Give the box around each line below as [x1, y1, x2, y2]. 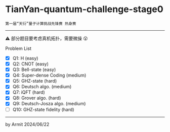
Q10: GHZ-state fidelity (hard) [12, 106, 74, 112]
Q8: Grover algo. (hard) [12, 95, 61, 101]
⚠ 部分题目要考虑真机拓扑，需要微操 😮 [5, 35, 88, 41]
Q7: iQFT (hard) [12, 89, 46, 95]
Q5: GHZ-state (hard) [12, 78, 57, 84]
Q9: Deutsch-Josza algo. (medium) [12, 101, 86, 107]
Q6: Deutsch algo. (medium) [12, 84, 72, 90]
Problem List [5, 45, 31, 51]
